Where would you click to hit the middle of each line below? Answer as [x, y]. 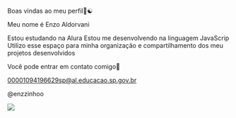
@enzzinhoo [26, 94]
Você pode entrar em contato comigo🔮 [64, 66]
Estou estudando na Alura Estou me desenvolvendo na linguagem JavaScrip [118, 38]
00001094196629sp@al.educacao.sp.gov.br [72, 80]
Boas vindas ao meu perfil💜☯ [50, 11]
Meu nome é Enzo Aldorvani [48, 24]
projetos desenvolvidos [41, 53]
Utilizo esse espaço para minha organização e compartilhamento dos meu [116, 45]
